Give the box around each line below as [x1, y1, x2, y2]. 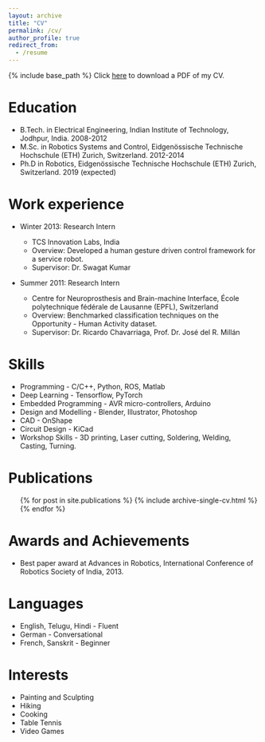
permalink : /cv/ [8, 26, 62, 34]
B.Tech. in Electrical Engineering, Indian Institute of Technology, [19, 124, 229, 134]
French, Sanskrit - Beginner [19, 637, 111, 647]
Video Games [19, 726, 65, 736]
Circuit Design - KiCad [19, 424, 94, 433]
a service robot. [31, 254, 84, 263]
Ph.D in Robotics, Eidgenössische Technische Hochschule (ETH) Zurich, [19, 159, 257, 168]
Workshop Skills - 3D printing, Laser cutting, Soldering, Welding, [19, 432, 232, 442]
